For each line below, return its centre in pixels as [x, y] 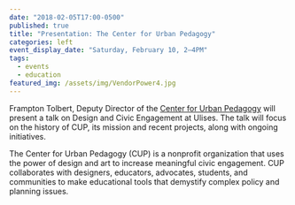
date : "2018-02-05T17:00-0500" [67, 17]
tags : [19, 58]
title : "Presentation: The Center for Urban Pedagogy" [113, 34]
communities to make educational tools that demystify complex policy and [144, 181]
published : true [39, 26]
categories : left [41, 42]
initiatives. [28, 136]
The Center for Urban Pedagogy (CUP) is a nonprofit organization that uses [147, 153]
